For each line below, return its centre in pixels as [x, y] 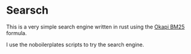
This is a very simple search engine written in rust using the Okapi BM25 [95, 27]
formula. [16, 33]
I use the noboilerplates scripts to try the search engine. [75, 45]
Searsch [28, 10]
